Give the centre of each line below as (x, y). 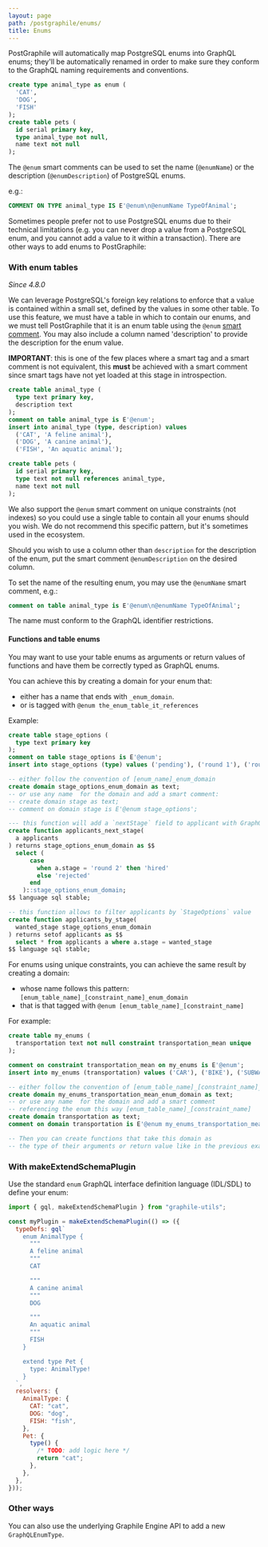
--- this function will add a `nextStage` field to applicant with (123, 823)
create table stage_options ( (59, 735)
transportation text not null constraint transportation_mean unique (133, 1043)
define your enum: (39, 1192)
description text (44, 405)
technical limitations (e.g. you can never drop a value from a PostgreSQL (127, 230)
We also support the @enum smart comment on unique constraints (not (122, 509)
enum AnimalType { (53, 1237)
